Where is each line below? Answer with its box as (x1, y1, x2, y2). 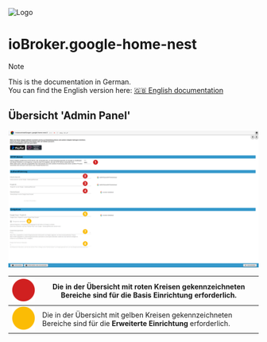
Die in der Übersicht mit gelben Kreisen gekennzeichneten (42, 310, 233, 320)
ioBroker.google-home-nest (8, 36, 197, 53)
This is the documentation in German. (8, 76, 131, 87)
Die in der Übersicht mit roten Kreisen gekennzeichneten (52, 282, 246, 292)
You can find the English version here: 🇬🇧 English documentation (8, 85, 224, 95)
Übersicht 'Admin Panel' (8, 109, 131, 122)
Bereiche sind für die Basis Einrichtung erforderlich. (60, 290, 237, 300)
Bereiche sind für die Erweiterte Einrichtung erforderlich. (42, 318, 230, 328)
